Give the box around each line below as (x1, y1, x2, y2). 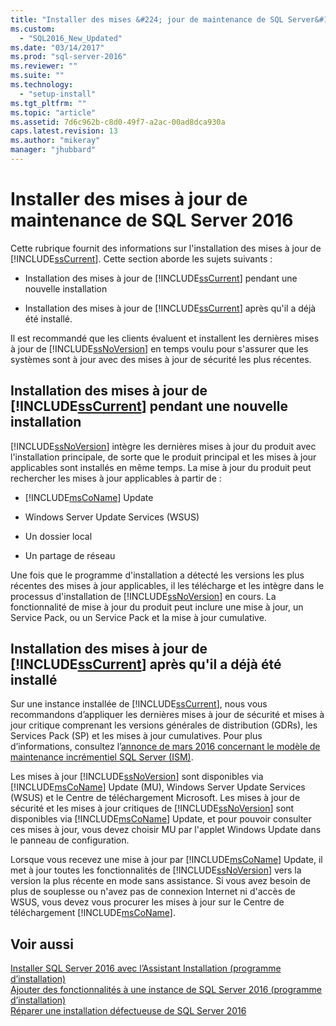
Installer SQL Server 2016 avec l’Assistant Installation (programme (10, 962, 282, 975)
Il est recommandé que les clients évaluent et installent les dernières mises (10, 332, 320, 344)
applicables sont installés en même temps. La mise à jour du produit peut (10, 461, 312, 473)
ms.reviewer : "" (10, 61, 78, 71)
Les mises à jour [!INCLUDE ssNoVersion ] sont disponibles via (10, 771, 264, 783)
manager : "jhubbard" (10, 145, 97, 155)
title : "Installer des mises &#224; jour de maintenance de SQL (10, 14, 284, 25)
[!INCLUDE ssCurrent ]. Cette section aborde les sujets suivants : (10, 252, 273, 265)
